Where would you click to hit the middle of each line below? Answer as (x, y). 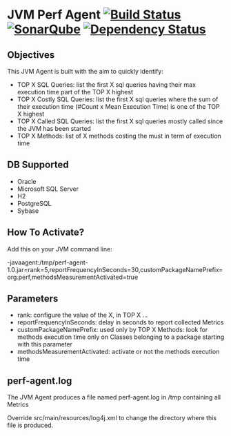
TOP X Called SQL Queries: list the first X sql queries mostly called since (120, 121)
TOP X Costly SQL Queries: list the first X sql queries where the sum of (118, 99)
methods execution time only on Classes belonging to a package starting (121, 337)
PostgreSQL (34, 203)
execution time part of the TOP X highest (75, 92)
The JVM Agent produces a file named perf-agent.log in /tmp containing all (114, 397)
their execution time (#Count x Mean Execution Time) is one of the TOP (118, 106)
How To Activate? (46, 232)
